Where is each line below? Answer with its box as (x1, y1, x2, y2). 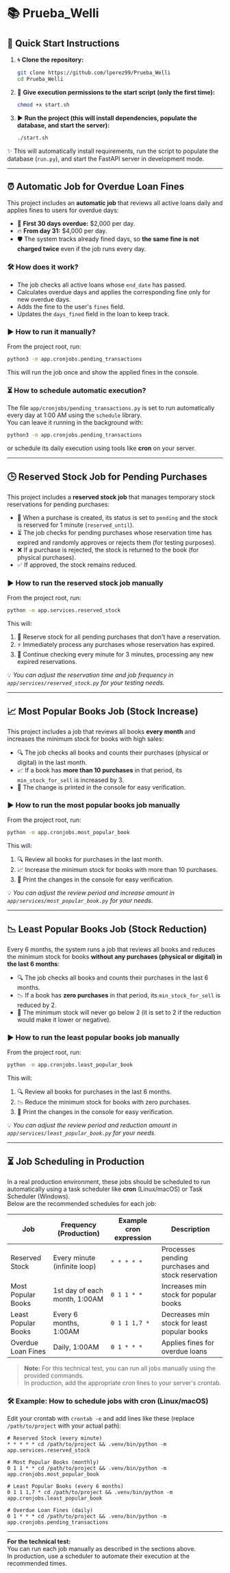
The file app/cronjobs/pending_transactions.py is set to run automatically (7, 404, 215, 412)
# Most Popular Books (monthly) (7, 1459, 99, 1466)
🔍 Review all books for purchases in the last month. (16, 855, 164, 863)
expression (114, 1233, 152, 1242)
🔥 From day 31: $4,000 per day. (16, 227, 107, 235)
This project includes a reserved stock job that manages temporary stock (7, 493, 216, 501)
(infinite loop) (53, 1262, 97, 1271)
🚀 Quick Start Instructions (7, 37, 120, 49)
